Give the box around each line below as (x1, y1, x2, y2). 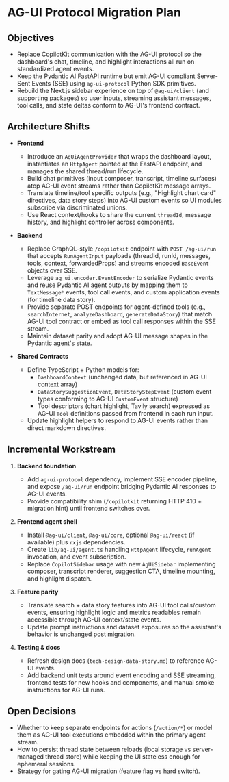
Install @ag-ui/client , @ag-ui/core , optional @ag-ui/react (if (27, 531, 195, 539)
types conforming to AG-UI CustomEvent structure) (37, 394, 179, 403)
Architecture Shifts (7, 121, 90, 133)
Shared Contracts (16, 352, 69, 360)
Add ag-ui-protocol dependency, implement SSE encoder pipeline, (27, 475, 217, 483)
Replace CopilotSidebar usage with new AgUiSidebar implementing (27, 559, 217, 568)
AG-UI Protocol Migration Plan (7, 5, 182, 21)
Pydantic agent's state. (27, 339, 92, 347)
